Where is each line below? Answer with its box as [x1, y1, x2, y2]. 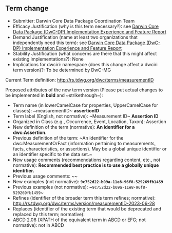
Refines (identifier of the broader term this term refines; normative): [12, 195, 156, 201]
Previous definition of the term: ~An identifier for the [12, 134, 124, 141]
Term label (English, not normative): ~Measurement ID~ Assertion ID [12, 113, 159, 119]
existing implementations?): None [12, 56, 84, 62]
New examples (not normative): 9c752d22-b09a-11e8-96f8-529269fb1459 [12, 178, 163, 184]
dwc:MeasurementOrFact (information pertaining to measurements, [12, 140, 156, 146]
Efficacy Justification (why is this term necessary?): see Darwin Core [12, 23, 159, 29]
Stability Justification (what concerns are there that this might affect [12, 50, 157, 56]
